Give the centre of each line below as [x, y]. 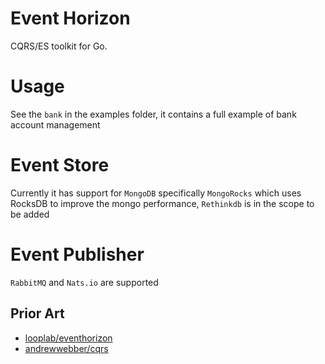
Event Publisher [77, 254]
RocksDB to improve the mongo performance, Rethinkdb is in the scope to [162, 203]
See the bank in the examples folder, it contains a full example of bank [153, 114]
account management [55, 124]
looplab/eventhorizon [68, 338]
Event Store [60, 165]
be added [30, 214]
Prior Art [37, 313]
